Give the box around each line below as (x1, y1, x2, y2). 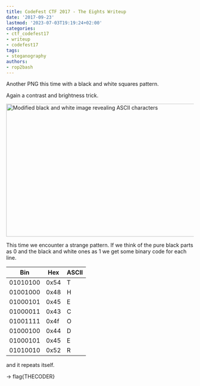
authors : (6, 58, 28, 64)
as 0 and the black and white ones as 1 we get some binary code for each (6, 248, 187, 255)
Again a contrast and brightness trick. (6, 92, 99, 99)
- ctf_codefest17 (6, 31, 49, 37)
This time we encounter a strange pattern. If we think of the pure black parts (6, 242, 193, 249)
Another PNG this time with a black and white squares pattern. (6, 80, 159, 88)
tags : (6, 48, 20, 54)
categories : (6, 25, 36, 32)
